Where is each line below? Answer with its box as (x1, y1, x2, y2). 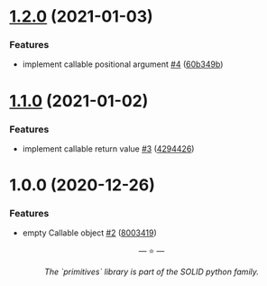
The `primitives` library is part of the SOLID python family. (43, 266, 260, 277)
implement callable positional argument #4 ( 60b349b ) (22, 59, 224, 69)
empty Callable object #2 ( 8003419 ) (22, 227, 157, 238)
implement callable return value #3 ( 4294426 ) (22, 143, 195, 154)
